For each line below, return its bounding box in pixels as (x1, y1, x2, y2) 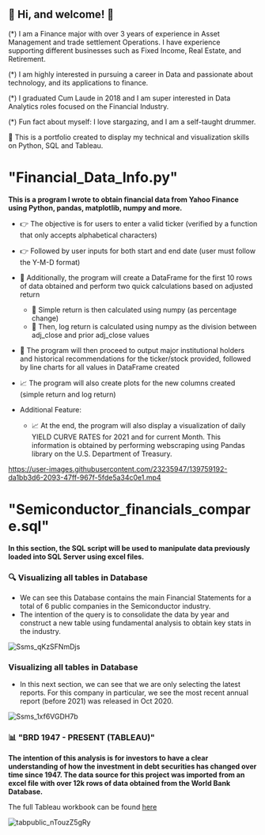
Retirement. (8, 54, 46, 63)
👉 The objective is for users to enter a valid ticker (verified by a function (19, 218, 258, 228)
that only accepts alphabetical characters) (19, 230, 157, 240)
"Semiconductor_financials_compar (8, 500, 251, 518)
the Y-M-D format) (19, 257, 81, 267)
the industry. (19, 626, 62, 636)
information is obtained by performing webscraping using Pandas (31, 440, 245, 450)
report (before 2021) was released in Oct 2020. (19, 696, 174, 706)
